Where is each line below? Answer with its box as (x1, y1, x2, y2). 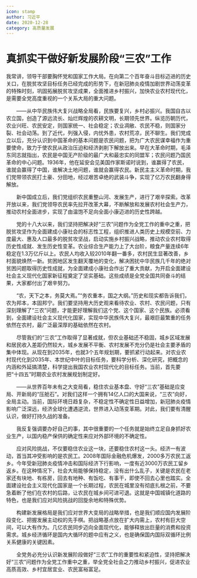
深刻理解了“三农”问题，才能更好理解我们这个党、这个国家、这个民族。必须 (6, 307, 186, 314)
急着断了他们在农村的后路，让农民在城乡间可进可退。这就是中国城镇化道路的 (6, 489, 191, 496)
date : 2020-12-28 (6, 19, 49, 25)
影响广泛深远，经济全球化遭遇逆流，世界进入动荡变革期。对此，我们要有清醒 (6, 406, 191, 413)
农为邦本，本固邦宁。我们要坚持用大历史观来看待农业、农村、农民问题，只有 (6, 300, 191, 307)
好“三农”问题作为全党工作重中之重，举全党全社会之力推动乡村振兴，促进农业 (6, 559, 191, 566)
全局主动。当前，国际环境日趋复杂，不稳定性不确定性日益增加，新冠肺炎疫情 (6, 398, 191, 405)
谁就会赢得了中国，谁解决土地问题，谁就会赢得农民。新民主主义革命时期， (6, 166, 186, 174)
